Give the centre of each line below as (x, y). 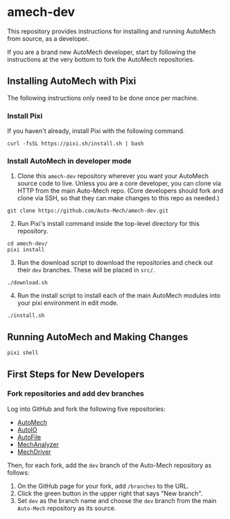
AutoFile (29, 437)
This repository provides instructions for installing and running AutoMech (112, 31)
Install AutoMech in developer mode (69, 161)
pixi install (26, 250)
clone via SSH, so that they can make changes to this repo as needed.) (118, 198)
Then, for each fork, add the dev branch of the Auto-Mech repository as (109, 465)
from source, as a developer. (48, 38)
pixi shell (23, 353)
